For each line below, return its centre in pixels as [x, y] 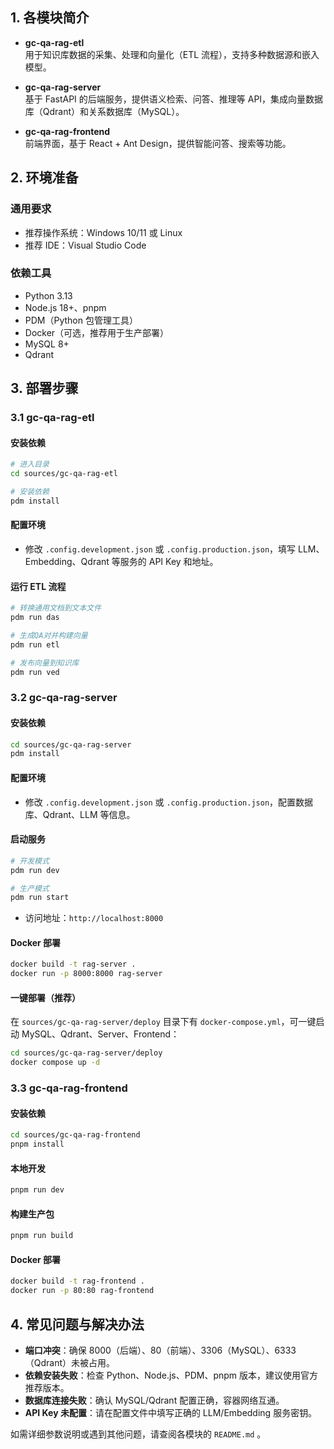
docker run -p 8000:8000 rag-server [86, 974]
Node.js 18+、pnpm [65, 307]
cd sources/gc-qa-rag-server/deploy [86, 1053]
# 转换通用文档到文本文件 [56, 608]
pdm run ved [35, 672]
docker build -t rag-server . [73, 964]
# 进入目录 [30, 464]
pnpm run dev [37, 1190]
